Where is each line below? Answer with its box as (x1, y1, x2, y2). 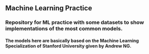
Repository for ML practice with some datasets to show (5, 19, 144, 26)
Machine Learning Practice (5, 4, 92, 12)
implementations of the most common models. (5, 25, 123, 32)
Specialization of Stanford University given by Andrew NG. (5, 42, 132, 49)
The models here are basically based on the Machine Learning (5, 37, 139, 43)
